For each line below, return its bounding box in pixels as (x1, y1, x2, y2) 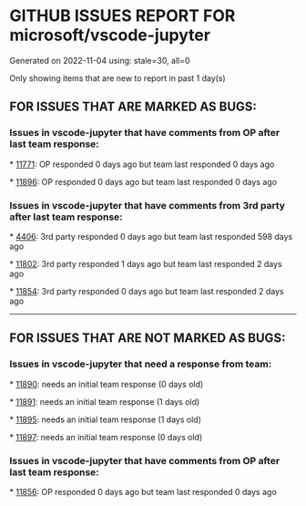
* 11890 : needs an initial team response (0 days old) (9, 378, 204, 389)
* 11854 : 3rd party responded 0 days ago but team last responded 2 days (9, 285, 284, 296)
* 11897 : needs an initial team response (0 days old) (9, 431, 203, 442)
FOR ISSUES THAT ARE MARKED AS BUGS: (9, 99, 258, 115)
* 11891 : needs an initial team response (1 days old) (9, 396, 200, 407)
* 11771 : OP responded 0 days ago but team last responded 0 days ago (9, 159, 275, 170)
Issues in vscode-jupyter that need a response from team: (9, 357, 272, 370)
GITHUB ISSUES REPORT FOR (9, 5, 236, 26)
